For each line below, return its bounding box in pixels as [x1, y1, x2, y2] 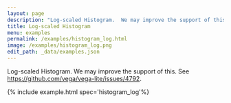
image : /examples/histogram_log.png [7, 42, 112, 49]
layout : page [7, 10, 45, 17]
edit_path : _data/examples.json [7, 49, 100, 56]
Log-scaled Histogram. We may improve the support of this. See [7, 67, 190, 76]
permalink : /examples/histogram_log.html [7, 36, 128, 43]
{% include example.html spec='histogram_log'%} [7, 87, 150, 96]
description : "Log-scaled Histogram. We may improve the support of [7, 16, 211, 23]
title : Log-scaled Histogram [7, 23, 91, 30]
